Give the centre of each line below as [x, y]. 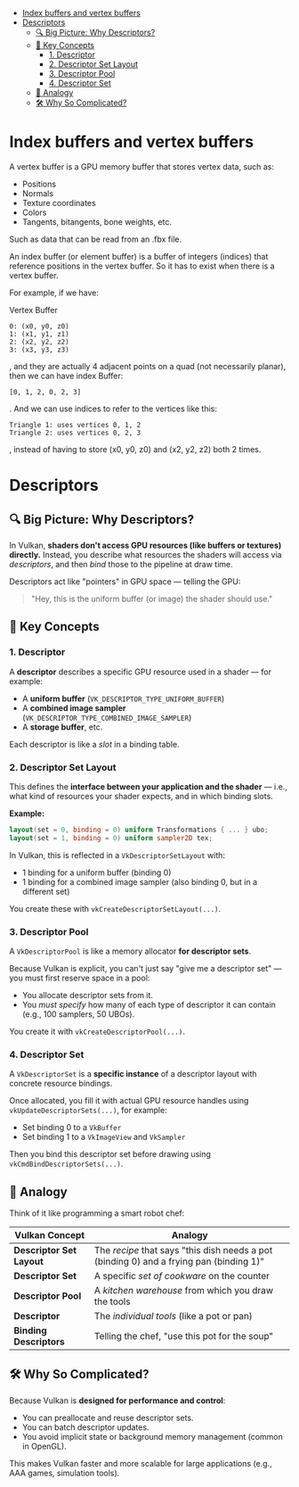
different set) [46, 891]
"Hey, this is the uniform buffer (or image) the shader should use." [152, 599]
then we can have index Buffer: [66, 376]
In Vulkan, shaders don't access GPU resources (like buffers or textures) [145, 545]
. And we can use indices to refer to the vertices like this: [113, 409]
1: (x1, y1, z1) [39, 334]
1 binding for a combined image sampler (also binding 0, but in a [140, 881]
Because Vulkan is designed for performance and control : [117, 1400]
